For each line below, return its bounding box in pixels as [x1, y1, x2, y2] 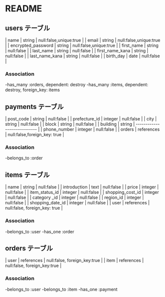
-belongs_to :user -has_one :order [5, 228, 75, 234]
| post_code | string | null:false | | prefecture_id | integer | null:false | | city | [5, 116, 157, 122]
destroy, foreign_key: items [5, 87, 60, 93]
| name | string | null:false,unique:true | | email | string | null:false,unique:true [5, 37, 161, 43]
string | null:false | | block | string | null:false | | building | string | [5, 121, 135, 127]
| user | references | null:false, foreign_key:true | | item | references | [5, 258, 144, 263]
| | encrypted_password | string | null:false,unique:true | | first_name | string [5, 42, 159, 48]
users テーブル [5, 24, 50, 32]
